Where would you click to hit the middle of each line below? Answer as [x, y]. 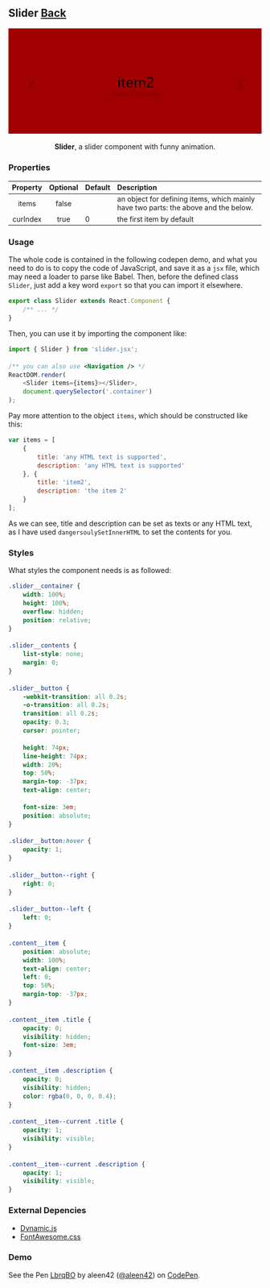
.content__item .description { [61, 1071]
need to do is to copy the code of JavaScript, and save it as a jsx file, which [134, 268]
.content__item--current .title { [66, 1122]
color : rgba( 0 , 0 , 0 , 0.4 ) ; [70, 1096]
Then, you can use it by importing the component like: [98, 333]
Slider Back [37, 13]
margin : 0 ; [41, 663]
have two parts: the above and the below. [185, 208]
